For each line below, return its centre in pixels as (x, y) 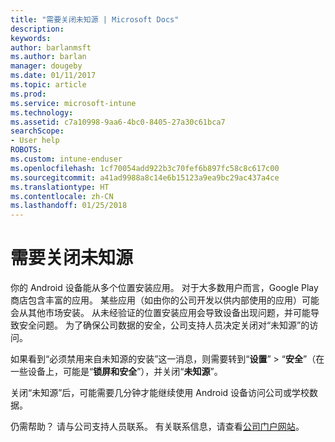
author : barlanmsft (51, 47)
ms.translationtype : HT (60, 187)
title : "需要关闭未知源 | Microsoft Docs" (95, 19)
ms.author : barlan (48, 57)
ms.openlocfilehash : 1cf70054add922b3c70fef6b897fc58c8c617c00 (145, 168)
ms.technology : (42, 112)
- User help (35, 141)
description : (37, 29)
